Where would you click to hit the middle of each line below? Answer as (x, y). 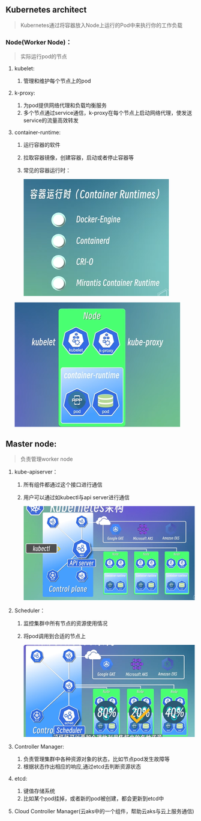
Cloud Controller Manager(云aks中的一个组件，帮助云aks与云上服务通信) (104, 811)
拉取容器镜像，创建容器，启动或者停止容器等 (79, 158)
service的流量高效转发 (51, 120)
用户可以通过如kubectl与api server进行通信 (76, 497)
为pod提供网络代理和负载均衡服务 (65, 105)
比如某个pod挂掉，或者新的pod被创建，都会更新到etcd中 (94, 798)
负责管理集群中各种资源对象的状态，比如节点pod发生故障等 (97, 759)
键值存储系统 (39, 791)
